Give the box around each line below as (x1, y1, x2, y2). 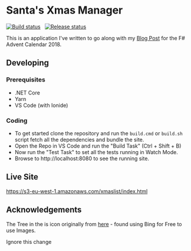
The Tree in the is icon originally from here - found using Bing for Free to (6, 220, 182, 227)
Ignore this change (6, 238, 52, 245)
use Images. (6, 227, 36, 234)
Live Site (6, 172, 38, 182)
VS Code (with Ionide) (14, 102, 68, 109)
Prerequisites (6, 76, 45, 84)
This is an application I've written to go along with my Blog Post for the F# (6, 34, 186, 41)
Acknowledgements (6, 205, 82, 215)
